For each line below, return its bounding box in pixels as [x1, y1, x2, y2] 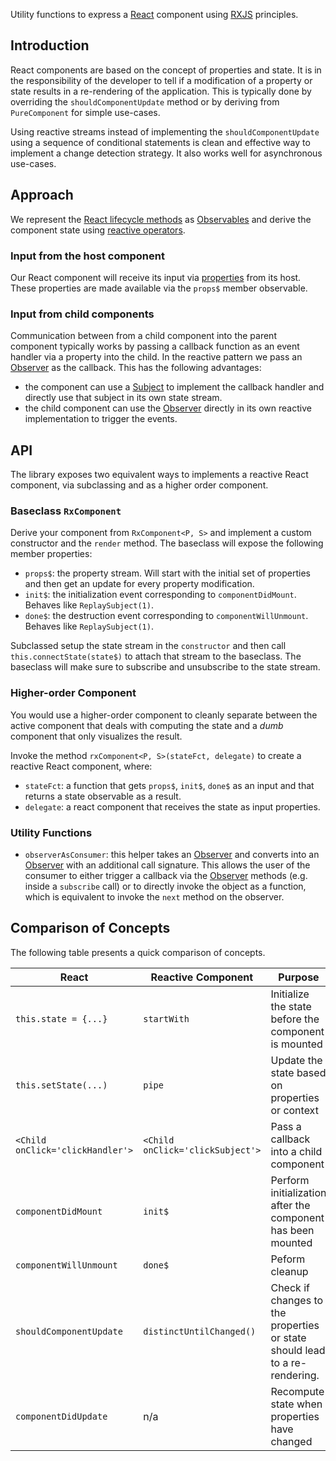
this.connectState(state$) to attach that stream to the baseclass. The [10, 650, 302, 663]
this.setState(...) [15, 1079, 108, 1091]
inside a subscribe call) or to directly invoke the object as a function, [24, 880, 307, 892]
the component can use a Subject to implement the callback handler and [24, 381, 325, 393]
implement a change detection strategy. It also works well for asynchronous [10, 147, 323, 159]
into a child [270, 1144, 323, 1158]
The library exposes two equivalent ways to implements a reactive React [10, 469, 309, 481]
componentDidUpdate [15, 1410, 108, 1422]
